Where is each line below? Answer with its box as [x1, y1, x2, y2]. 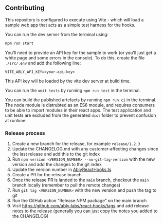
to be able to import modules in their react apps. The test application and [5, 107, 151, 113]
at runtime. [5, 117, 27, 123]
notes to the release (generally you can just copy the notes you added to [12, 208, 158, 214]
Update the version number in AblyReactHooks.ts [12, 167, 111, 172]
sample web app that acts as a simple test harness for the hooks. [5, 22, 136, 28]
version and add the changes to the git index [12, 161, 102, 167]
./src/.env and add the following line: [5, 60, 81, 66]
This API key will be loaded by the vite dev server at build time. [5, 78, 131, 84]
